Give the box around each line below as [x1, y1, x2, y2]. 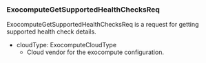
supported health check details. [6, 27, 97, 36]
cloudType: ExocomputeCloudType [16, 41, 117, 49]
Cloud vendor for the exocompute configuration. [26, 48, 165, 56]
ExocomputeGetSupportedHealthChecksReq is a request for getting [6, 21, 199, 29]
